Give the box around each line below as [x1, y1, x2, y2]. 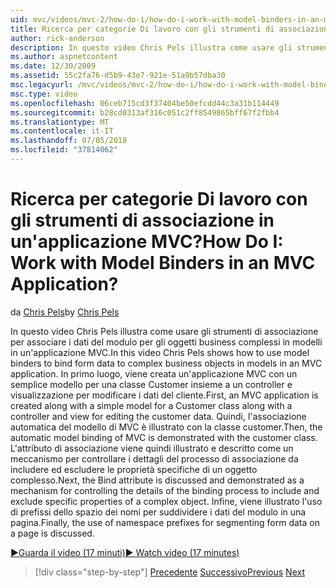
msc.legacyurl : [10, 80, 74, 90]
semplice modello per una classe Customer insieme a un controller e [10, 378, 293, 390]
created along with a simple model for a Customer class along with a [10, 399, 293, 411]
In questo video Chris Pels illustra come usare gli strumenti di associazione [10, 325, 319, 337]
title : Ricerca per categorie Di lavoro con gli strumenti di [10, 24, 275, 34]
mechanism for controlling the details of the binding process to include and [10, 484, 320, 496]
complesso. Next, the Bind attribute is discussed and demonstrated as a [10, 474, 305, 486]
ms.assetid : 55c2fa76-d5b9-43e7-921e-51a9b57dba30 [10, 71, 226, 81]
